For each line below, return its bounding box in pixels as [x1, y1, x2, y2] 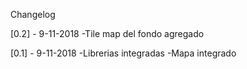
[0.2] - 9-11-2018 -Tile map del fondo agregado [10, 28, 205, 39]
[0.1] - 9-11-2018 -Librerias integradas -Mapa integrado [10, 47, 237, 59]
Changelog [10, 9, 56, 20]
